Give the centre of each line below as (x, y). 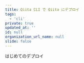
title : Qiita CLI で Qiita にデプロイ (42, 10)
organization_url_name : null (35, 37)
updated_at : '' (21, 28)
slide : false (18, 42)
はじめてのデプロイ (24, 56)
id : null (14, 32)
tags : (10, 14)
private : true (20, 23)
